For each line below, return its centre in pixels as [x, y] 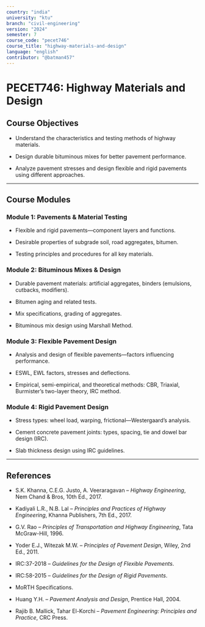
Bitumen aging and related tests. [56, 302]
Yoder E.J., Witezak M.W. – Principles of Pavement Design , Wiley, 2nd [103, 546]
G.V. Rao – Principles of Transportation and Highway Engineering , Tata [104, 527]
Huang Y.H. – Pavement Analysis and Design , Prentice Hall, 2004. [98, 599]
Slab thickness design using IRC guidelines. [70, 451]
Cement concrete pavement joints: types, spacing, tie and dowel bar [101, 432]
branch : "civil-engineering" [43, 23]
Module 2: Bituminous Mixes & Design [63, 270]
